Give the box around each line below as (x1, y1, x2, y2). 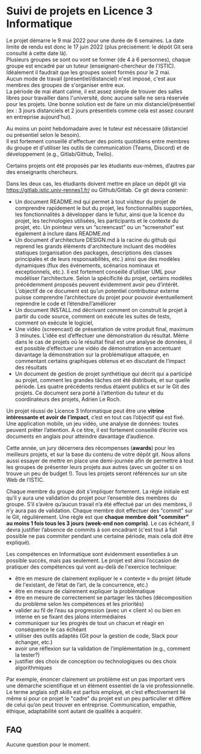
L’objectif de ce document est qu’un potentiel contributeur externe (14, 287, 179, 295)
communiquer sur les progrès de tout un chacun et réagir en (14, 619, 164, 626)
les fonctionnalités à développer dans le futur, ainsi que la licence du (14, 211, 185, 218)
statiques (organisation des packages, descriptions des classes (14, 249, 172, 256)
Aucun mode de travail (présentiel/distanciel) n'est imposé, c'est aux (6, 75, 176, 82)
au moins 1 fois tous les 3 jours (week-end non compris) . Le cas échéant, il (6, 519, 195, 527)
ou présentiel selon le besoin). (6, 131, 81, 139)
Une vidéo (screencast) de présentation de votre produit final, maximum (14, 325, 194, 332)
